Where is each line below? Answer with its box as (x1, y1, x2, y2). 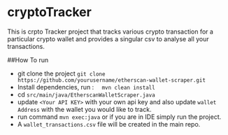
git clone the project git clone (17, 69, 106, 78)
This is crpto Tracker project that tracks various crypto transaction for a (7, 27, 213, 36)
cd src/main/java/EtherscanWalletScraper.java (17, 90, 155, 99)
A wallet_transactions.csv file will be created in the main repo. (17, 120, 201, 128)
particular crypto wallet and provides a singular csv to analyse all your (7, 34, 210, 43)
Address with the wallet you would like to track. (17, 105, 152, 113)
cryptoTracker (7, 4, 92, 20)
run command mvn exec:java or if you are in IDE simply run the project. (17, 113, 222, 121)
